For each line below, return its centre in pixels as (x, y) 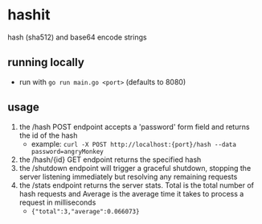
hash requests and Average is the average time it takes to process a (131, 193)
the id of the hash (48, 135)
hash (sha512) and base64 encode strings (77, 37)
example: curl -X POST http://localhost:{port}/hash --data (133, 143)
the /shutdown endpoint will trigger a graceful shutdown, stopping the (135, 168)
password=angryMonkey (67, 151)
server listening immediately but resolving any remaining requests (128, 176)
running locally (46, 62)
